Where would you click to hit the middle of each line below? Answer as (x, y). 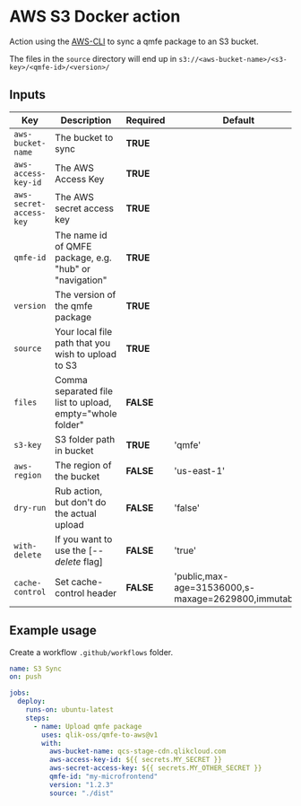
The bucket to (84, 137)
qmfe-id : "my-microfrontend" (103, 777)
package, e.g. (83, 258)
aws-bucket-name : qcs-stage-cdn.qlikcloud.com (138, 751)
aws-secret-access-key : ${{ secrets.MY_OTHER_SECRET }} (155, 768)
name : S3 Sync (36, 669)
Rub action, (79, 491)
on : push (26, 677)
